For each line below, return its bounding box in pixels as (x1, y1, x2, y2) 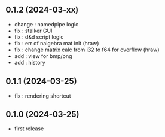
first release (14, 125, 44, 132)
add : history (14, 59, 45, 66)
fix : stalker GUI (14, 27, 53, 34)
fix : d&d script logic (14, 33, 64, 41)
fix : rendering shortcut (14, 92, 71, 99)
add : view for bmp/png (14, 52, 72, 59)
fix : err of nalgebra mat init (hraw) (14, 39, 99, 47)
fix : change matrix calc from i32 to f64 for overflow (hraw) (14, 46, 160, 53)
